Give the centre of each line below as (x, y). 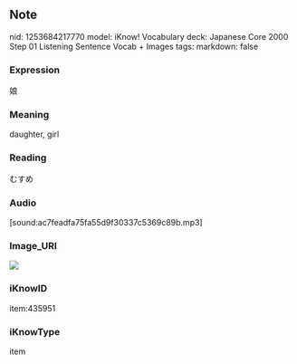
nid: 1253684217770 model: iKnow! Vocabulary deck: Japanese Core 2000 (149, 36)
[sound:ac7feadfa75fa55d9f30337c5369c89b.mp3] (106, 222)
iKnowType (35, 331)
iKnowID (29, 289)
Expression (35, 70)
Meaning (29, 115)
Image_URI (33, 245)
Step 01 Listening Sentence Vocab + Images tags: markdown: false (134, 46)
